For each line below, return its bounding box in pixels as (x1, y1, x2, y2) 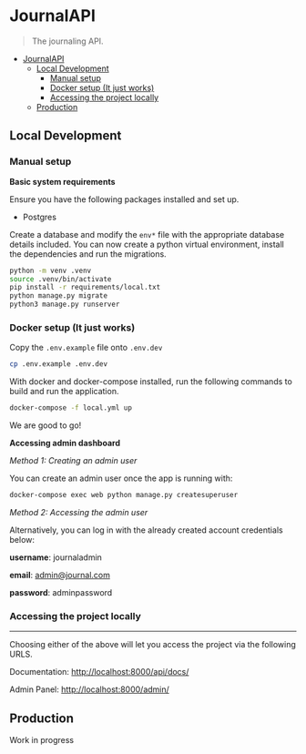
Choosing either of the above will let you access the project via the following (9, 639, 296, 650)
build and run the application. (9, 386, 119, 397)
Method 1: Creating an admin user (9, 455, 138, 466)
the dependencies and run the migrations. (9, 248, 167, 260)
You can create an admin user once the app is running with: (9, 473, 233, 484)
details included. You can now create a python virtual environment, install (9, 239, 284, 250)
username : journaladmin (9, 552, 103, 563)
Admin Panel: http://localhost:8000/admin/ (9, 684, 170, 695)
